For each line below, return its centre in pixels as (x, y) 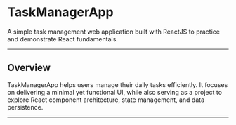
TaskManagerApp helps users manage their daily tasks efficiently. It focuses (118, 84)
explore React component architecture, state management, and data (106, 100)
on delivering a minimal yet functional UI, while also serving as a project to (115, 92)
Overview (29, 68)
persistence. (25, 107)
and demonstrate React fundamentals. (63, 39)
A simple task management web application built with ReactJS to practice (113, 32)
